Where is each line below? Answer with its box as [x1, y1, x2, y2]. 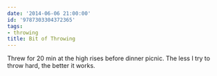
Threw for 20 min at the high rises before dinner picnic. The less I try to [7, 54, 211, 62]
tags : [7, 23, 23, 29]
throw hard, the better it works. [7, 62, 95, 70]
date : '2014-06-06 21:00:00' [7, 10, 91, 17]
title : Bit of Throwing [7, 36, 76, 42]
